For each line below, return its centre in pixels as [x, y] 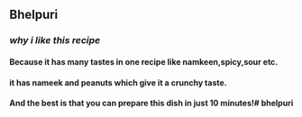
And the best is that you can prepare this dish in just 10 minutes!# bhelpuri [151, 103]
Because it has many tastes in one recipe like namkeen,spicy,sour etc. [144, 61]
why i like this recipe [55, 40]
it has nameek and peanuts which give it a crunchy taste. [118, 82]
